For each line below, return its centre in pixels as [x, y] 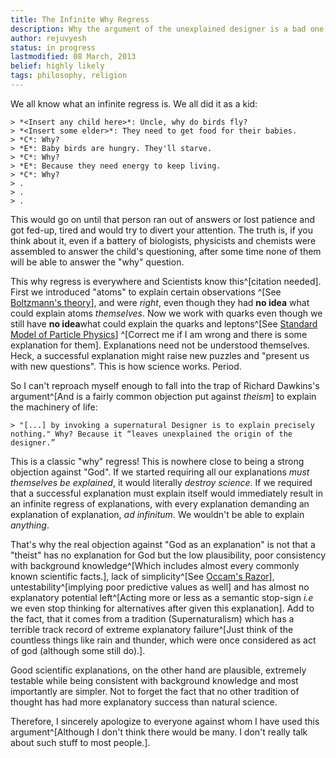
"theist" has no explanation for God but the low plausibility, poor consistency [168, 555]
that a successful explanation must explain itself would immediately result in [166, 493]
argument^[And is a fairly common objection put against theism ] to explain [163, 396]
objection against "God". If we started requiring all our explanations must [160, 472]
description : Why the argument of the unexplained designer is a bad [158, 29]
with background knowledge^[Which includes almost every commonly [155, 565]
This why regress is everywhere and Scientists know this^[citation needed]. [166, 281]
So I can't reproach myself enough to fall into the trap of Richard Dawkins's [165, 385]
